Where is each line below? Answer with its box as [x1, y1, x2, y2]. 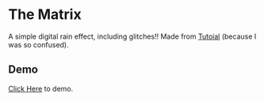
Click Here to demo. [8, 84, 74, 93]
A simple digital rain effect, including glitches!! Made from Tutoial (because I [8, 32, 257, 41]
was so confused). [8, 39, 69, 49]
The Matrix [8, 6, 82, 24]
